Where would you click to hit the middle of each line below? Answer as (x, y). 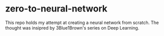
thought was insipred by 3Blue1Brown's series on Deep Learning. (72, 27)
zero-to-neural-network (56, 9)
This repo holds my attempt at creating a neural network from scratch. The (82, 22)
